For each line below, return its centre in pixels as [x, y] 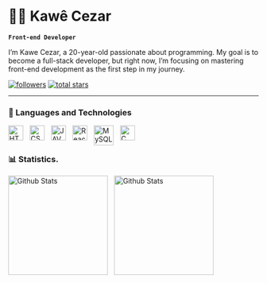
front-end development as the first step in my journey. [97, 69]
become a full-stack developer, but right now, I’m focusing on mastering [126, 60]
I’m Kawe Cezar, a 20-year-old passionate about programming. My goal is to [133, 52]
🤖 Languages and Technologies [70, 112]
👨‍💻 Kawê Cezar [60, 16]
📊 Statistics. [33, 160]
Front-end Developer [43, 37]
